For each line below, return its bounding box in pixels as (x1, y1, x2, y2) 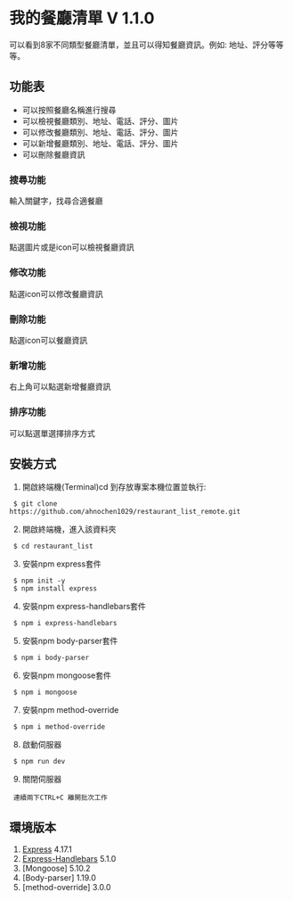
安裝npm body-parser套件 (21, 635, 118, 647)
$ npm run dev (12, 757, 66, 766)
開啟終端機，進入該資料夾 (21, 524, 117, 535)
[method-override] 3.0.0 (21, 882, 111, 893)
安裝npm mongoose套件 (21, 670, 111, 681)
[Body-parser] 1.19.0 (21, 872, 96, 883)
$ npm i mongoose (12, 688, 77, 697)
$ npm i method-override (12, 723, 105, 732)
